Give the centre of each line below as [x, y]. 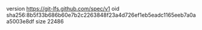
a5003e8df [20, 21]
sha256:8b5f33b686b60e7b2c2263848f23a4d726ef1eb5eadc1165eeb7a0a [101, 15]
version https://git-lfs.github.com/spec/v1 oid [63, 9]
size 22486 [50, 21]
